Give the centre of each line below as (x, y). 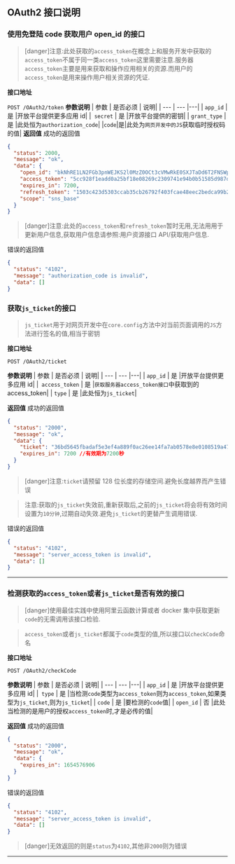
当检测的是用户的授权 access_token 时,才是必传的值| (80, 711)
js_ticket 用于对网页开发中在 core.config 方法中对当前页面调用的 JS (120, 324)
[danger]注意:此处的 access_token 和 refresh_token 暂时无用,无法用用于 (124, 226)
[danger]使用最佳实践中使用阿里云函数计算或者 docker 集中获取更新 (122, 610)
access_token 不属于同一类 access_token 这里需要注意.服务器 (109, 60)
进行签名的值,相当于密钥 (65, 333)
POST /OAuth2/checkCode (42, 671)
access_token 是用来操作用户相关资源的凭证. (87, 77)
